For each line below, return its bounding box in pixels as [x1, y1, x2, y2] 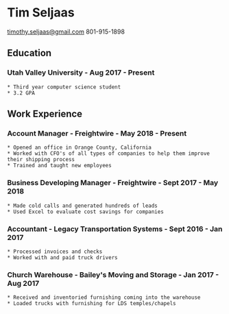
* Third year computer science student [7, 84, 121, 90]
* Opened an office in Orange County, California [7, 144, 152, 152]
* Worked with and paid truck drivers [7, 254, 118, 261]
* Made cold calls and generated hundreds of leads [7, 202, 158, 209]
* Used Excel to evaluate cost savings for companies [7, 208, 165, 215]
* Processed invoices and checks [7, 248, 103, 255]
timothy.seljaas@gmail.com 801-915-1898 [7, 27, 125, 36]
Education [7, 47, 52, 59]
